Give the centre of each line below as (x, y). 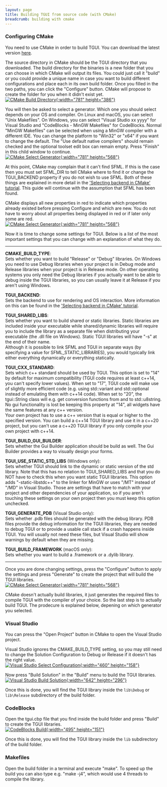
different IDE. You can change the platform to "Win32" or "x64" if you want (82, 136)
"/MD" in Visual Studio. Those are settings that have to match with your (78, 487)
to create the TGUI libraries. (34, 724)
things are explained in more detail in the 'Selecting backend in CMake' (78, 182)
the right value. (21, 660)
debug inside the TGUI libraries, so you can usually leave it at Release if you (83, 280)
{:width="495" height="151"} (76, 730)
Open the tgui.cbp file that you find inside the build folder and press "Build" (82, 719)
